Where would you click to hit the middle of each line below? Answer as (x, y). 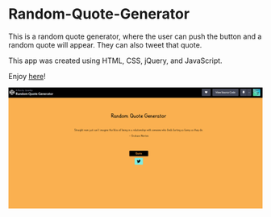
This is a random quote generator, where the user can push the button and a (135, 36)
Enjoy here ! (27, 76)
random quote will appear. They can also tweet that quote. (105, 44)
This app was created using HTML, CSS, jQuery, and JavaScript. (116, 61)
